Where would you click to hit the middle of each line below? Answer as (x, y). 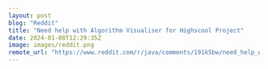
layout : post (30, 15)
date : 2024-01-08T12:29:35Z (55, 38)
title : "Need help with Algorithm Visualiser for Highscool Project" (126, 30)
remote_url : (28, 52)
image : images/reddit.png (51, 45)
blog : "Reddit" (33, 23)
